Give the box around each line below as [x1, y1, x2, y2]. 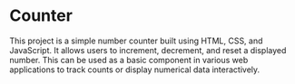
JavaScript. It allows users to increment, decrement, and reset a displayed [9, 44, 287, 55]
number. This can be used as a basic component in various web [9, 54, 249, 65]
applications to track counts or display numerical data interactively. [9, 64, 261, 75]
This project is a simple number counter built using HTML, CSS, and [9, 35, 263, 46]
